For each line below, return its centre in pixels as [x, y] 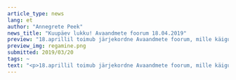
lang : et [20, 20]
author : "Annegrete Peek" [45, 26]
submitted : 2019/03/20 [40, 53]
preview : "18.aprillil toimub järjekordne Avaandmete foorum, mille [110, 40]
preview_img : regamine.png [47, 46]
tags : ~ [19, 59]
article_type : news [36, 14]
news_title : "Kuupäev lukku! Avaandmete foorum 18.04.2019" [97, 33]
